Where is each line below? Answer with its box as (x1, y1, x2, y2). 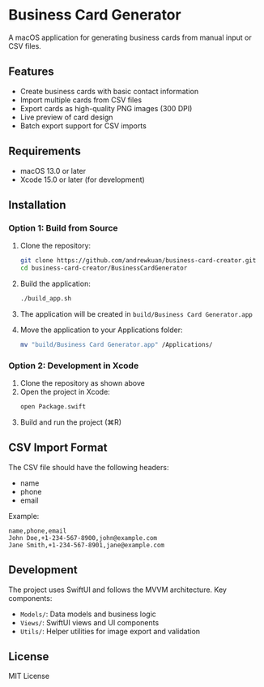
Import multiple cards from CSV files (19, 95, 143, 105)
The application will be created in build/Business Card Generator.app (19, 309, 253, 318)
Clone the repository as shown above (19, 378, 146, 388)
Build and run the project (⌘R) (19, 417, 122, 427)
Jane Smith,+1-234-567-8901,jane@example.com (8, 541, 164, 549)
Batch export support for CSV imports (19, 120, 147, 131)
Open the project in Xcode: (19, 387, 111, 397)
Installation (8, 197, 66, 212)
